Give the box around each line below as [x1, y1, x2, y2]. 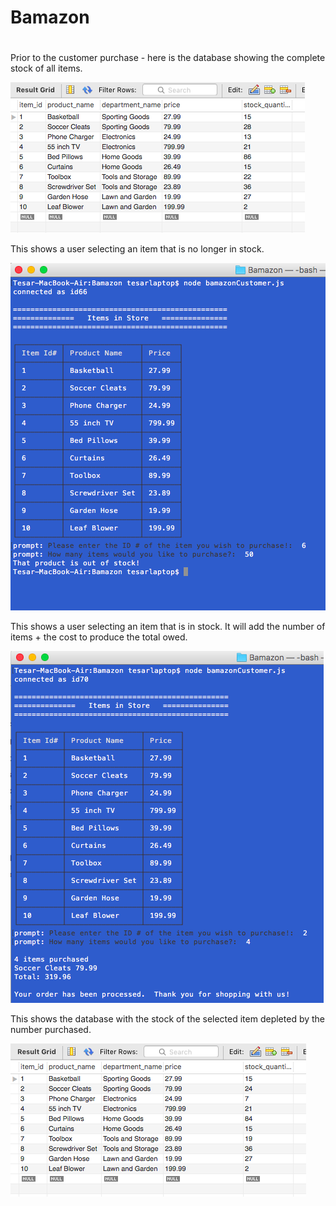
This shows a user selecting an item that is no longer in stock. [10, 243, 265, 255]
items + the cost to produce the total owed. [10, 631, 188, 643]
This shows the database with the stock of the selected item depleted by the [10, 1013, 326, 1025]
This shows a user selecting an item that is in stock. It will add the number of [10, 621, 326, 633]
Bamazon [10, 6, 90, 29]
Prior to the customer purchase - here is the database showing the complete [10, 52, 326, 64]
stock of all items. [10, 62, 83, 75]
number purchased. [10, 1024, 92, 1036]
